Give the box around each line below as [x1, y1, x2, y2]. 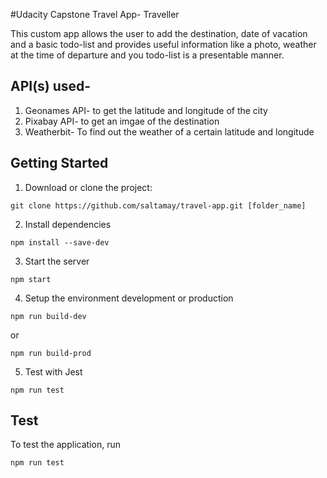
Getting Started [10, 155, 109, 172]
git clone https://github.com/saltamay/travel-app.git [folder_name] [10, 200, 307, 211]
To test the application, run [10, 439, 121, 451]
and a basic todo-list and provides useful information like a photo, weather [10, 39, 317, 50]
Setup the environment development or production [24, 292, 234, 304]
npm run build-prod [10, 348, 92, 358]
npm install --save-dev [10, 237, 110, 248]
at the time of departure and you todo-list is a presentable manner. [10, 49, 285, 61]
